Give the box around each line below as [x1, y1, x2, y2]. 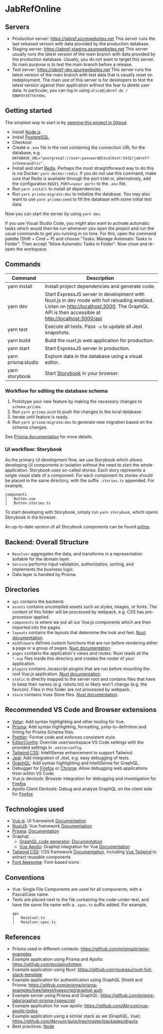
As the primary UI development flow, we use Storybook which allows [5, 457, 143, 463]
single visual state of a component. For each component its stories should [5, 472, 153, 478]
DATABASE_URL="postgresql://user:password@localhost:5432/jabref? [12, 156, 149, 161]
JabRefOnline [5, 3, 62, 15]
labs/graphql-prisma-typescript [12, 998, 76, 1003]
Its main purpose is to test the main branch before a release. [12, 62, 133, 67]
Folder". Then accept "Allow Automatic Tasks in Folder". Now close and [5, 241, 147, 247]
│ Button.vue [5, 496, 36, 502]
